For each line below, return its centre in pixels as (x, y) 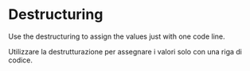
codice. (21, 60)
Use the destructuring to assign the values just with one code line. (117, 36)
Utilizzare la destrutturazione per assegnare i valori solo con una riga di (125, 51)
